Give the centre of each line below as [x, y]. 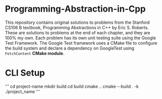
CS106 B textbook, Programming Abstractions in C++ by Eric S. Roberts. [77, 27]
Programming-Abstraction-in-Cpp [75, 9]
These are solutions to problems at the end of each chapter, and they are [78, 33]
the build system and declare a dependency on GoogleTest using [70, 48]
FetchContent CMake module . [35, 53]
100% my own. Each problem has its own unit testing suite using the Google [81, 38]
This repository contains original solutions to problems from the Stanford [77, 22]
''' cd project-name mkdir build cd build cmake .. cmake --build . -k [72, 86]
